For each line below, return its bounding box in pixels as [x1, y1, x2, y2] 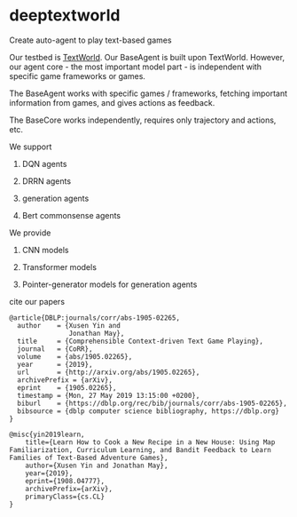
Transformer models [21, 261, 98, 272]
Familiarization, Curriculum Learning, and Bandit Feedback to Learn [9, 445, 272, 454]
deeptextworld [9, 5, 121, 26]
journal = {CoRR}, [17, 344, 93, 354]
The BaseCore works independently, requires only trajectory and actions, [9, 115, 277, 125]
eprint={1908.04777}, [25, 476, 105, 485]
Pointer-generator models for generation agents [21, 279, 198, 290]
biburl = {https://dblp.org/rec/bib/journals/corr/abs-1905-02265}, [17, 399, 288, 408]
